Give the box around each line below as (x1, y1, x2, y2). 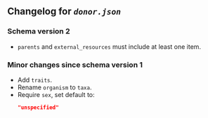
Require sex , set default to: (17, 90, 95, 98)
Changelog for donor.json (7, 6, 122, 17)
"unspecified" (17, 104, 59, 111)
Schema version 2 (7, 27, 70, 36)
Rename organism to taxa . (17, 83, 92, 91)
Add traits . (17, 75, 53, 84)
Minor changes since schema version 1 (7, 59, 143, 69)
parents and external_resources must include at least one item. (17, 42, 202, 51)
